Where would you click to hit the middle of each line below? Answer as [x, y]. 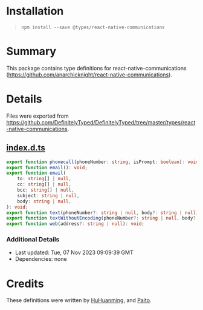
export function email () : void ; [47, 167]
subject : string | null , [48, 195]
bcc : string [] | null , [46, 190]
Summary [31, 51]
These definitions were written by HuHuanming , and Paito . [79, 300]
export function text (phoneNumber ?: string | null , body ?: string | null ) [102, 213]
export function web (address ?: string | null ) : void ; [76, 224]
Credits [25, 284]
